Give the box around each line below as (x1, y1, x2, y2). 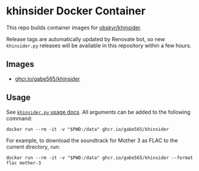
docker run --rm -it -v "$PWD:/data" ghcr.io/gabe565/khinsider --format (6, 154, 194, 161)
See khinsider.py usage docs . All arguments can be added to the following (6, 108, 191, 115)
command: (6, 115, 33, 122)
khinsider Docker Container (6, 4, 146, 18)
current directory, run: (6, 143, 61, 150)
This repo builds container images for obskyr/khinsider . (6, 24, 142, 31)
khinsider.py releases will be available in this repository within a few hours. (6, 42, 192, 49)
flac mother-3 (6, 160, 42, 166)
